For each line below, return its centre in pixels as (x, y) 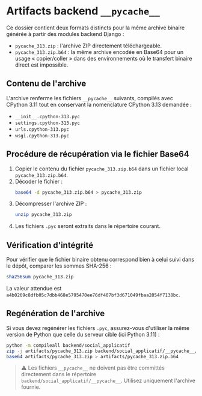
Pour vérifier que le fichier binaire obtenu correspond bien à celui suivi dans (100, 260)
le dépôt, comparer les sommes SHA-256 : (59, 266)
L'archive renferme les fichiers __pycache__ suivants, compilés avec (90, 98)
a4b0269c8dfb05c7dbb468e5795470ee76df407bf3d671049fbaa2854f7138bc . (93, 295)
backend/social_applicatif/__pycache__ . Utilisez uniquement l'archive (108, 381)
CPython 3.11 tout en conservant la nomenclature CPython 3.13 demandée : (99, 104)
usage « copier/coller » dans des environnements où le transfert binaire (103, 58)
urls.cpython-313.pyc (42, 129)
